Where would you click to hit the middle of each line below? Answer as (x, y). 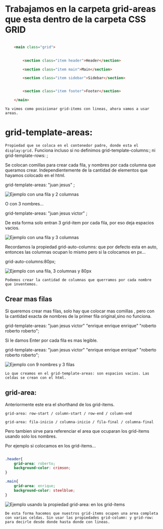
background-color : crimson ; (42, 468)
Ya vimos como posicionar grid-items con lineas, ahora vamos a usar (77, 109)
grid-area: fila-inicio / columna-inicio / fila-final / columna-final (79, 422)
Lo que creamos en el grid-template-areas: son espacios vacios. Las (77, 373)
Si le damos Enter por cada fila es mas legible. (51, 340)
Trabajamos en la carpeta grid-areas (81, 9)
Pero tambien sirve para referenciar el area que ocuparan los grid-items (77, 431)
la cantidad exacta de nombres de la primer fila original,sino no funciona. (78, 316)
